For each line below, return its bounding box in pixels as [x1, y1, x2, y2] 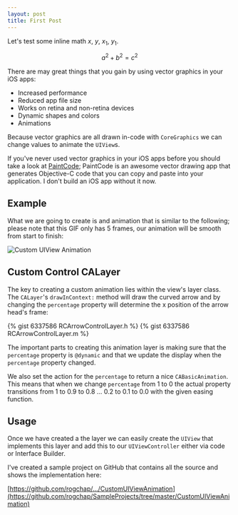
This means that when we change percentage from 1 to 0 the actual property [7, 379, 232, 388]
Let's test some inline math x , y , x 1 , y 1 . [7, 36, 119, 47]
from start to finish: [7, 231, 64, 240]
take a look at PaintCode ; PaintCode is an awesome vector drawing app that [7, 161, 231, 170]
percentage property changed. [7, 358, 96, 367]
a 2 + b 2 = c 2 [101, 52, 138, 61]
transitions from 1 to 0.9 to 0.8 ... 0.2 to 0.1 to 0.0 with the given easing [7, 387, 214, 396]
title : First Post [7, 17, 62, 24]
